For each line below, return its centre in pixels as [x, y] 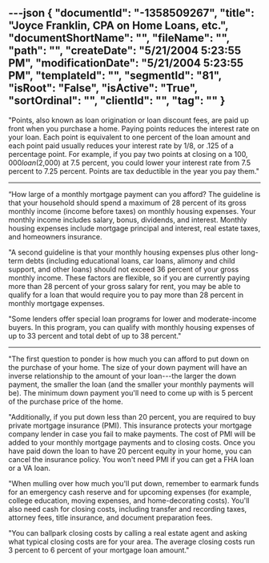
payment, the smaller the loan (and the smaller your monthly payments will [131, 384]
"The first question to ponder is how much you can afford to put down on [129, 359]
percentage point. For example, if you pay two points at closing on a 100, [128, 154]
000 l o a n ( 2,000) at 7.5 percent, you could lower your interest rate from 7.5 [129, 163]
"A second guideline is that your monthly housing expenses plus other [124, 252]
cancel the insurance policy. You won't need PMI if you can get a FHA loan [131, 459]
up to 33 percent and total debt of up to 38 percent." [95, 336]
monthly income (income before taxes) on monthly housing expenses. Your [132, 211]
